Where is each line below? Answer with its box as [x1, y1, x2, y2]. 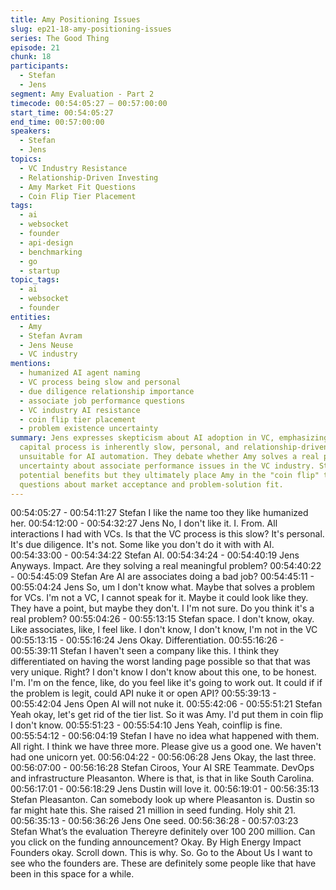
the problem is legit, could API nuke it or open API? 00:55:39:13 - [10, 687, 277, 700]
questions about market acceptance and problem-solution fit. [19, 479, 284, 490]
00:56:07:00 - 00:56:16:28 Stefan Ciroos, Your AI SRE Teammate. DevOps [10, 762, 315, 774]
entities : [10, 312, 52, 322]
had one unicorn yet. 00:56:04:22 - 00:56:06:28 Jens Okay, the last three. [10, 751, 317, 763]
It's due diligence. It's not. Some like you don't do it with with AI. [10, 539, 275, 551]
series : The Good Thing [10, 33, 110, 43]
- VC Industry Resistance [19, 163, 128, 173]
